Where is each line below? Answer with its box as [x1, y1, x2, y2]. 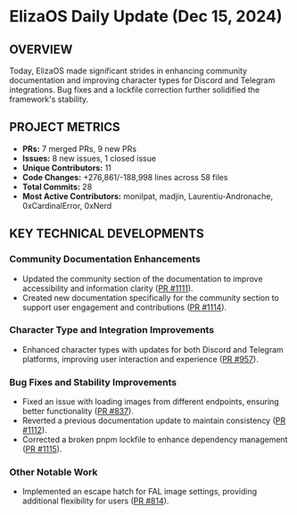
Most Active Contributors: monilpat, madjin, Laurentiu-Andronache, [21, 190, 274, 202]
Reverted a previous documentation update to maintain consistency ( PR [21, 415, 286, 426]
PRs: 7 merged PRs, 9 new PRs [21, 143, 136, 154]
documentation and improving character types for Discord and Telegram [9, 75, 276, 86]
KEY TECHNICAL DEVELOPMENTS [9, 226, 204, 242]
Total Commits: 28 [21, 181, 93, 192]
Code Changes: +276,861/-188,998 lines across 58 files [21, 171, 228, 182]
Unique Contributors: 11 [21, 162, 111, 173]
